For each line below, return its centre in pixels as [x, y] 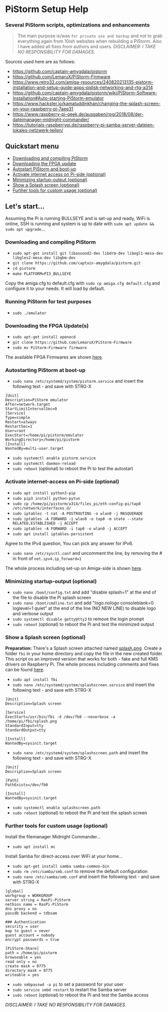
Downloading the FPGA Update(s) [47, 326]
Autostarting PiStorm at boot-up [45, 370]
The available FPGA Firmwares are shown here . [54, 357]
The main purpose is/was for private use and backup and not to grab [90, 36]
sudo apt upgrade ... [25, 229]
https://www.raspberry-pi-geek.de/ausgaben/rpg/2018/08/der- [78, 114]
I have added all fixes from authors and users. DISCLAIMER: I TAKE [87, 47]
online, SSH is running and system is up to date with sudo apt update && [80, 224]
